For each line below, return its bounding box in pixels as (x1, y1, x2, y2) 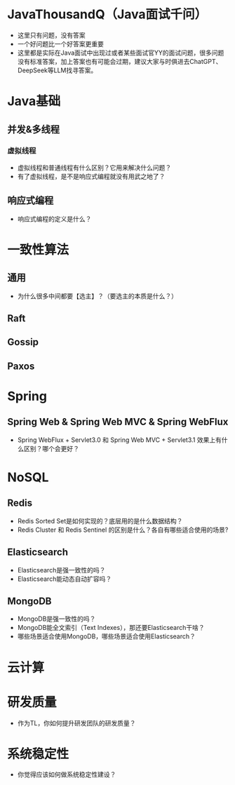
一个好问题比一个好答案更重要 (17, 39, 104, 48)
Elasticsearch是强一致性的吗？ (17, 565, 106, 574)
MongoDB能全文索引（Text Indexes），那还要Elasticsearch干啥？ (17, 624, 205, 632)
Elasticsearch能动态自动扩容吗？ (17, 575, 112, 583)
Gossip (7, 336, 39, 348)
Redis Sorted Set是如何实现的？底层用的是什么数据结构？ (17, 516, 183, 525)
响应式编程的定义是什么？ (17, 215, 92, 223)
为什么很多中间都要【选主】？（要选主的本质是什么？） (17, 292, 177, 300)
